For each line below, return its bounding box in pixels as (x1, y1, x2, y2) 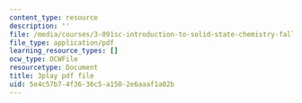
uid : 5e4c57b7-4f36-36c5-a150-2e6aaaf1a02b (9, 80, 175, 89)
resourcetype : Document (9, 64, 99, 73)
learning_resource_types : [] (9, 47, 119, 56)
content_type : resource (9, 13, 99, 22)
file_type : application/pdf (9, 38, 115, 47)
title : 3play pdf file (9, 72, 94, 81)
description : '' (9, 21, 70, 30)
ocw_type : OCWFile (9, 55, 78, 64)
